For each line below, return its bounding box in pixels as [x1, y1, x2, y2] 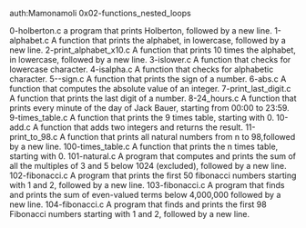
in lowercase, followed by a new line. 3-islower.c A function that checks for [9, 55, 291, 64]
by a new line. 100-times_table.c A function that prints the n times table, [9, 141, 279, 152]
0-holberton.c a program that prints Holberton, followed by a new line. [9, 25, 273, 35]
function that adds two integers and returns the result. [40, 122, 244, 133]
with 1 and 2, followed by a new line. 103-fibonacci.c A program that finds [9, 180, 285, 190]
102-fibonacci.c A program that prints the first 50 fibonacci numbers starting [9, 170, 297, 181]
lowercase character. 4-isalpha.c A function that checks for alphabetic [9, 64, 274, 74]
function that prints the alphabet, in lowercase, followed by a [58, 35, 286, 45]
